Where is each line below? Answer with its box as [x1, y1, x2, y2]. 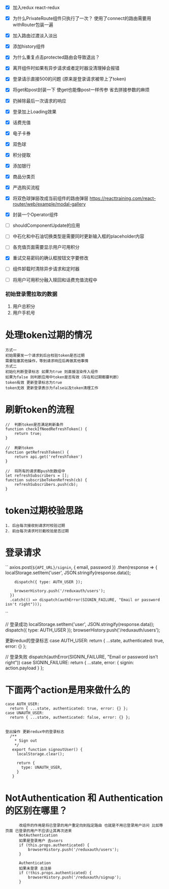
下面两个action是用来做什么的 [5, 684, 130, 696]
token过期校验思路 [5, 505, 83, 516]
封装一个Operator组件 [12, 212, 58, 218]
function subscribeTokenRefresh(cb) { [5, 477, 87, 483]
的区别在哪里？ [5, 805, 68, 817]
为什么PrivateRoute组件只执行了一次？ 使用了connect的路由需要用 [12, 15, 151, 21]
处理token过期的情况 [5, 329, 92, 341]
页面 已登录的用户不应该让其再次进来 [5, 828, 72, 833]
